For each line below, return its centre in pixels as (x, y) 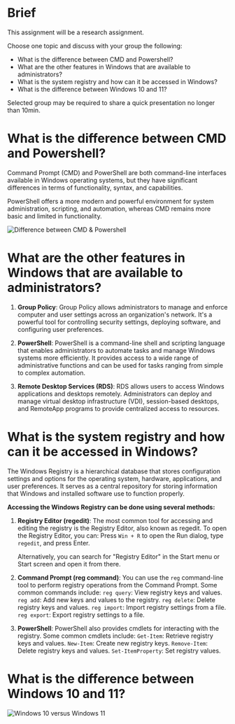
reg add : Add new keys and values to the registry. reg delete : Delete (116, 599)
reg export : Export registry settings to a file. (81, 615)
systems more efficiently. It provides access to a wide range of (108, 358)
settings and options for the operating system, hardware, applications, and (115, 478)
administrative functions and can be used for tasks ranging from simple (120, 365)
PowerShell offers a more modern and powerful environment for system (111, 201)
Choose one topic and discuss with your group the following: (95, 46)
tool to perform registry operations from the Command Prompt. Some (117, 585)
